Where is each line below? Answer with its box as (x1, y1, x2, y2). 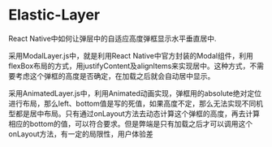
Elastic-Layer (8, 6, 100, 24)
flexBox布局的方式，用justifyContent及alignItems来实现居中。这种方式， (8, 61, 250, 71)
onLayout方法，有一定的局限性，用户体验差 (8, 128, 154, 139)
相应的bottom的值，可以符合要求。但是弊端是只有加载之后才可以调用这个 (8, 119, 253, 128)
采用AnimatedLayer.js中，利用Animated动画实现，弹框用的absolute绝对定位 (8, 88, 262, 98)
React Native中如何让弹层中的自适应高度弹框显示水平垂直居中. (8, 33, 217, 43)
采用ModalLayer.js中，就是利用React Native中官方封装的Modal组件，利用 (8, 50, 253, 60)
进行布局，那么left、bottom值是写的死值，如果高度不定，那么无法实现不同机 (8, 98, 264, 108)
